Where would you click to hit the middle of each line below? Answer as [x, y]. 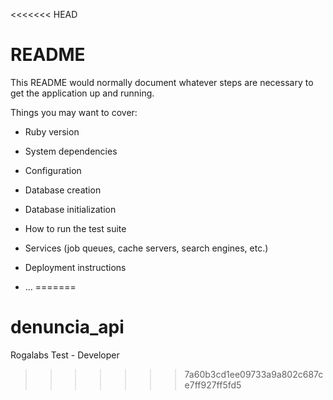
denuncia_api [67, 327]
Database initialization [70, 209]
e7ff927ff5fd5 [213, 385]
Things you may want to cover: [74, 112]
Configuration [53, 170]
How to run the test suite [75, 228]
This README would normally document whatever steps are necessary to [162, 82]
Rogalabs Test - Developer [65, 355]
